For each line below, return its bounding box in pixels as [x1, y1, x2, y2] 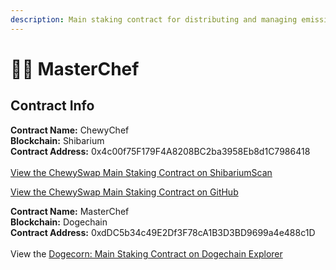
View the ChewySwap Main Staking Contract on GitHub [10, 186, 239, 198]
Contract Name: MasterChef [10, 205, 130, 217]
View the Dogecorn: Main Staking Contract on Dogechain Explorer [10, 247, 283, 260]
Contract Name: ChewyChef [10, 124, 130, 136]
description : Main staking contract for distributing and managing [10, 14, 298, 25]
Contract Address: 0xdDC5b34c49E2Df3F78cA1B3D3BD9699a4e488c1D [10, 226, 316, 238]
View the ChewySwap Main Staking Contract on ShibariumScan [10, 166, 273, 178]
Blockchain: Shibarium [10, 134, 105, 146]
